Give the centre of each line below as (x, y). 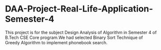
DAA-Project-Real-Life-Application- (79, 9)
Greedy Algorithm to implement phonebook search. (56, 42)
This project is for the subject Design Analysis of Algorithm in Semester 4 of (81, 32)
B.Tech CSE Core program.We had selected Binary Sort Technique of (74, 37)
